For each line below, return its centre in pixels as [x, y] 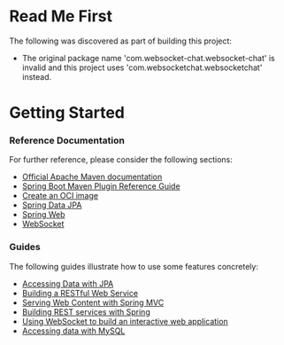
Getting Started [67, 113]
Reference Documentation [67, 141]
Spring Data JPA [52, 205]
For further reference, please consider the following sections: [121, 160]
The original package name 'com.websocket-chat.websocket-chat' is [149, 58]
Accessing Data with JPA [68, 283]
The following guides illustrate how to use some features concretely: [134, 266]
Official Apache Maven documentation [92, 177]
